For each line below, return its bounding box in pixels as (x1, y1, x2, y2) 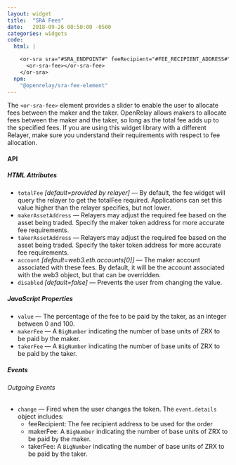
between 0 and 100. (17, 319, 75, 328)
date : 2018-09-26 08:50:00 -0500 (7, 23, 112, 30)
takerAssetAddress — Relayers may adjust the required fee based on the (17, 233, 227, 241)
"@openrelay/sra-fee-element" (20, 82, 109, 89)
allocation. (7, 139, 37, 147)
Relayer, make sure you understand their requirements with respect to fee (7, 131, 221, 139)
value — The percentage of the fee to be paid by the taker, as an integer (17, 312, 227, 320)
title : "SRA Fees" (7, 17, 65, 24)
